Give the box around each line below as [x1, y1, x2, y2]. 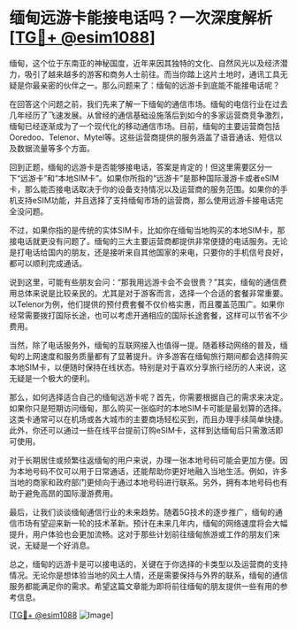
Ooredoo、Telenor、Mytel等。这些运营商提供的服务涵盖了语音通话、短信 [9, 132, 276, 142]
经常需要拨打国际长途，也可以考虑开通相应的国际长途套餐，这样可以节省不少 [9, 310, 288, 320]
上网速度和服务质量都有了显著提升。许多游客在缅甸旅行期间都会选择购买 [24, 350, 288, 361]
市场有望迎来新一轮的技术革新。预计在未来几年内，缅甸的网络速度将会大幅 [16, 518, 288, 528]
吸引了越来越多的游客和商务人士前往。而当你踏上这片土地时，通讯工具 [24, 68, 280, 80]
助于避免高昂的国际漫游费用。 [9, 487, 118, 498]
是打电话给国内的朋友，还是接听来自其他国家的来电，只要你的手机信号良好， [9, 247, 288, 257]
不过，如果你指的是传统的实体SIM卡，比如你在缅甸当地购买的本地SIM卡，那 [9, 225, 286, 235]
